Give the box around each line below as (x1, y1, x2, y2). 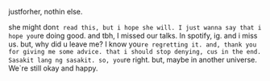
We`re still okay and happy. (8, 63, 98, 73)
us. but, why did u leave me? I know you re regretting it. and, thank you (8, 39, 257, 49)
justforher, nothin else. (8, 7, 83, 16)
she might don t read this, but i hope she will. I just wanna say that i (8, 22, 262, 31)
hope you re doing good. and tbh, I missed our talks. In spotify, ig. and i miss (8, 31, 258, 40)
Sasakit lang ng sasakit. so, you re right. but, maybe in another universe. (8, 55, 258, 64)
